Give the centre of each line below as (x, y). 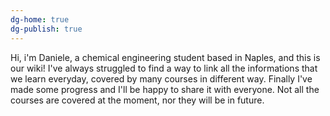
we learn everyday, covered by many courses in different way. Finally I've (161, 78)
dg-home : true (40, 19)
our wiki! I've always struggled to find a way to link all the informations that (164, 68)
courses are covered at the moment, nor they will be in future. (137, 100)
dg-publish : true (46, 29)
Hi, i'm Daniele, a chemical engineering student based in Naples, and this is (165, 57)
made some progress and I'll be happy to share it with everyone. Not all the (165, 89)
